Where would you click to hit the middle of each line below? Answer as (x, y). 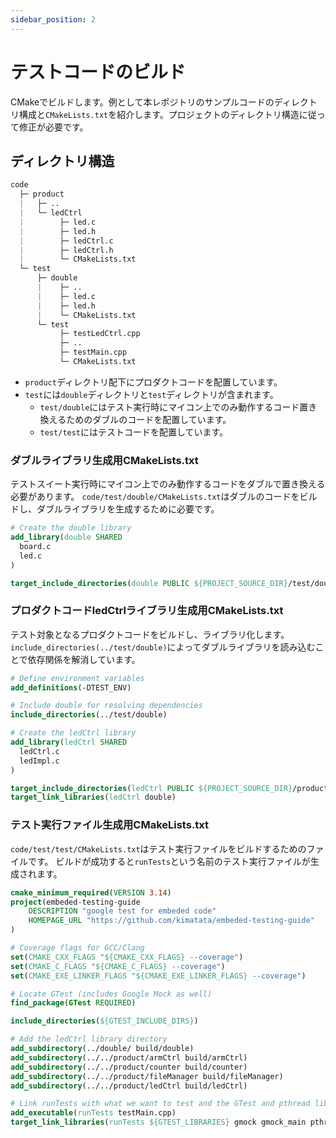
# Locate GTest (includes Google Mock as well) (111, 994)
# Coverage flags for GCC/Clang (77, 948)
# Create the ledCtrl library (73, 733)
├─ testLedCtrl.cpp (100, 334)
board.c (35, 546)
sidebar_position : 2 (53, 19)
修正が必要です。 (53, 127)
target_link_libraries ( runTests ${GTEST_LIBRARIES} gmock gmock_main (158, 1122)
